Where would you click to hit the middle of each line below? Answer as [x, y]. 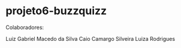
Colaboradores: [25, 27]
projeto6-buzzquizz [56, 11]
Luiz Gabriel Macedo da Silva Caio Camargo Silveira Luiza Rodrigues [90, 39]
